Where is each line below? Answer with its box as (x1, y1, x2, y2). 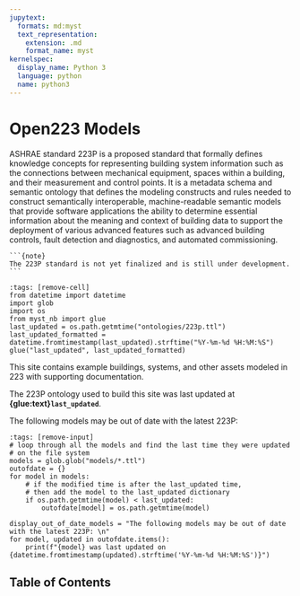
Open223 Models (9, 118, 141, 139)
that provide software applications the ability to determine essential (9, 206, 258, 216)
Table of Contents (9, 574, 112, 590)
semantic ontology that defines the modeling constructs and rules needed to (9, 186, 292, 197)
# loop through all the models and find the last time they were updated (9, 441, 291, 450)
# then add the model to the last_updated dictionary (25, 487, 230, 496)
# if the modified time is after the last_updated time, (25, 479, 243, 489)
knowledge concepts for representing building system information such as (9, 158, 284, 169)
